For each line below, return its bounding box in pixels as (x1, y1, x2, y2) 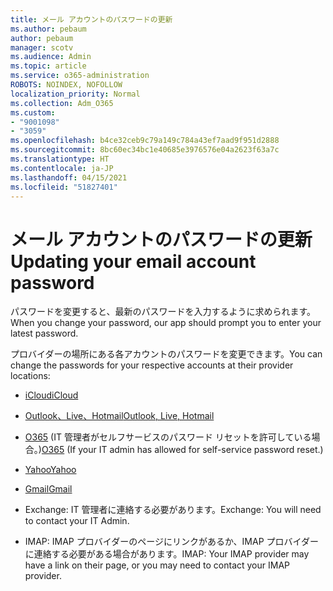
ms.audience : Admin (10, 52, 92, 62)
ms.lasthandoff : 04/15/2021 (10, 172, 128, 183)
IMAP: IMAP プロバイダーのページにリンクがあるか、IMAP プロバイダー (24, 536, 319, 548)
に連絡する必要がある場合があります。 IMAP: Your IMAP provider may (24, 548, 310, 560)
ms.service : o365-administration (10, 71, 150, 81)
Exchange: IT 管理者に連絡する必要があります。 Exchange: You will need (24, 504, 322, 516)
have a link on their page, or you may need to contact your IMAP (24, 559, 290, 571)
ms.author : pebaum (10, 24, 87, 34)
